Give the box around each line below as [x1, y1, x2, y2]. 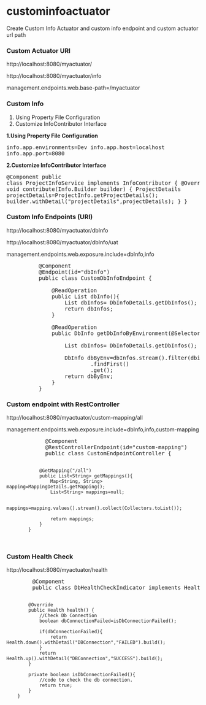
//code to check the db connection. [39, 677, 133, 684]
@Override [28, 602, 53, 608]
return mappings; [50, 516, 95, 522]
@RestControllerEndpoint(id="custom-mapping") [45, 444, 188, 451]
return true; [39, 682, 72, 688]
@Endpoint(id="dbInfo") [39, 268, 110, 275]
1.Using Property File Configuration [6, 132, 98, 139]
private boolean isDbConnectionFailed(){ [28, 672, 136, 678]
